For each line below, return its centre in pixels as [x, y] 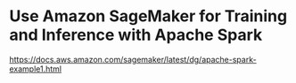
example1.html [36, 69]
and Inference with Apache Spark [136, 35]
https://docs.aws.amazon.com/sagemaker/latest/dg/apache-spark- [133, 59]
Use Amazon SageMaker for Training [148, 16]
